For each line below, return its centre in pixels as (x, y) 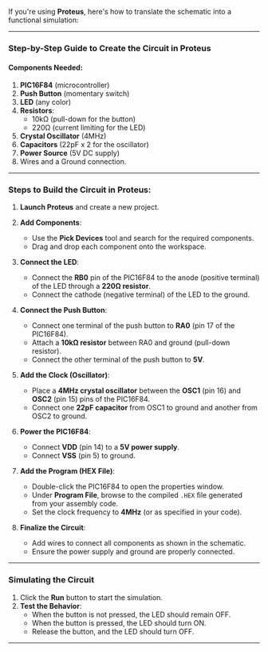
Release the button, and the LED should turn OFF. (113, 631)
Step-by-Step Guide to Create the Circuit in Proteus (110, 48)
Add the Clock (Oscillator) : (65, 375)
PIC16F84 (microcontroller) (65, 85)
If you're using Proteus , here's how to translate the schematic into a (120, 12)
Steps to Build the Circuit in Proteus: (80, 190)
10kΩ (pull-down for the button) (84, 119)
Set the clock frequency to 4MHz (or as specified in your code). (137, 512)
